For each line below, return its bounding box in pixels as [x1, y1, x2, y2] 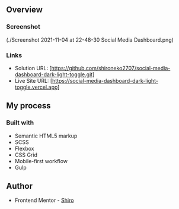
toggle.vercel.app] [14, 83, 60, 91]
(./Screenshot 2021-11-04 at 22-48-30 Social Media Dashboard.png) [6, 36, 174, 43]
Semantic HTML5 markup [14, 132, 78, 139]
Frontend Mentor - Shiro [14, 196, 74, 204]
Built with [6, 118, 34, 127]
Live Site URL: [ [14, 77, 53, 84]
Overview [6, 5, 43, 15]
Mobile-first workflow [14, 157, 68, 164]
